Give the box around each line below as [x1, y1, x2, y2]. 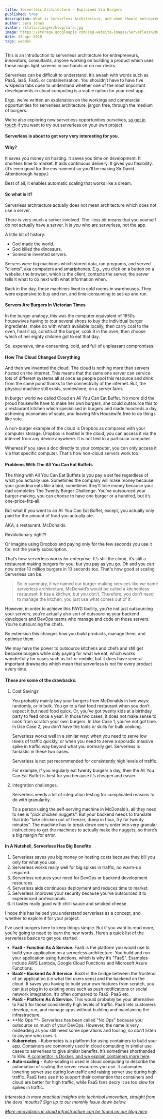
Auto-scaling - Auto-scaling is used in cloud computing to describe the [12, 1059, 156, 1064]
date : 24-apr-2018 [5, 35, 42, 39]
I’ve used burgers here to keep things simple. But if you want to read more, [5, 924, 155, 930]
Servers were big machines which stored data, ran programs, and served [5, 260, 151, 266]
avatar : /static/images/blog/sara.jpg [5, 25, 83, 30]
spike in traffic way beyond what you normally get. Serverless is [12, 743, 140, 749]
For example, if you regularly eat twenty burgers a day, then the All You [12, 767, 154, 773]
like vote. [5, 416, 23, 422]
